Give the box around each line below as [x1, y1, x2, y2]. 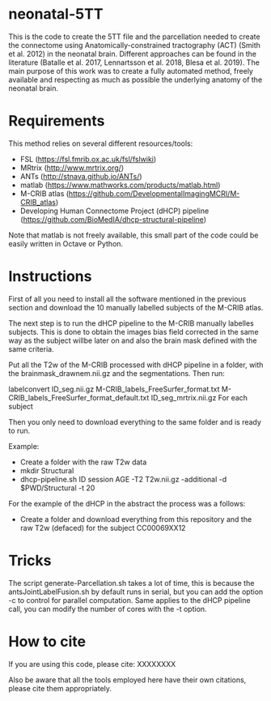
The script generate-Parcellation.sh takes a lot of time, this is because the [8, 578, 255, 588]
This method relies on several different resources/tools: [8, 139, 193, 148]
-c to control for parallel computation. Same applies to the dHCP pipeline [8, 595, 251, 605]
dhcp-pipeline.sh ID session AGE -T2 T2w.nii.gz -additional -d [19, 474, 227, 484]
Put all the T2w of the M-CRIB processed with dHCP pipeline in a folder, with [8, 360, 264, 370]
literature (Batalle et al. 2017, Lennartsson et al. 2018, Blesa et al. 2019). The [8, 58, 260, 67]
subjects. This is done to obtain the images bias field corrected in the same [8, 327, 259, 336]
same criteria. [8, 344, 54, 353]
